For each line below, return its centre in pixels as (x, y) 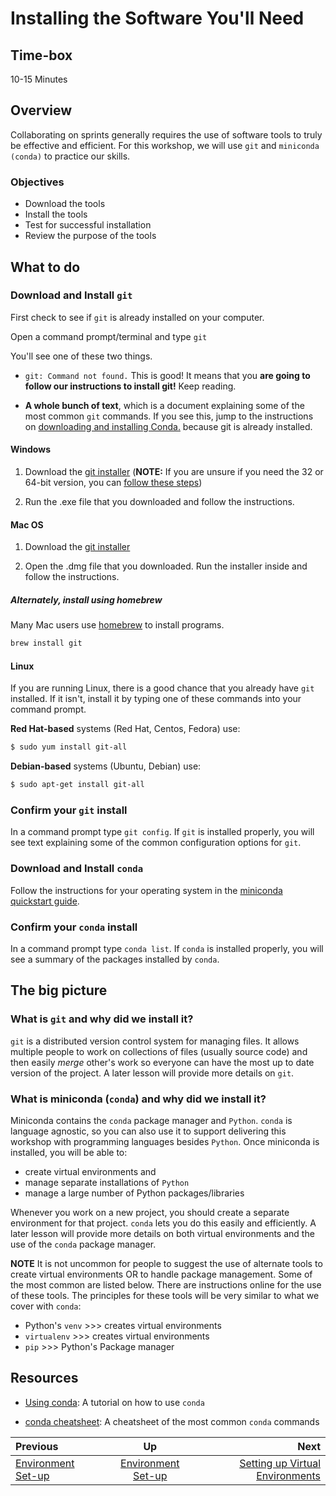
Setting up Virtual (280, 1463)
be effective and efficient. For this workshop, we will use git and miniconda (165, 145)
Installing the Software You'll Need (157, 18)
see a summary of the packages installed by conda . (115, 959)
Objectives (37, 182)
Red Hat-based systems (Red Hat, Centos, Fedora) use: (125, 729)
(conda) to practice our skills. (70, 156)
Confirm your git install (69, 810)
